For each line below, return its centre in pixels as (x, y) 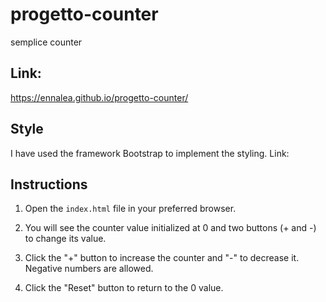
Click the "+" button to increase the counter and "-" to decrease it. (162, 258)
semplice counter (46, 42)
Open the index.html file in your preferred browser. (130, 209)
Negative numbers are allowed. (89, 269)
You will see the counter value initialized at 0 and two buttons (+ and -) (170, 228)
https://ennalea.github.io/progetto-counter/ (99, 97)
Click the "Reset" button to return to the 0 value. (124, 288)
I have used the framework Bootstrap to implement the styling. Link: (150, 153)
